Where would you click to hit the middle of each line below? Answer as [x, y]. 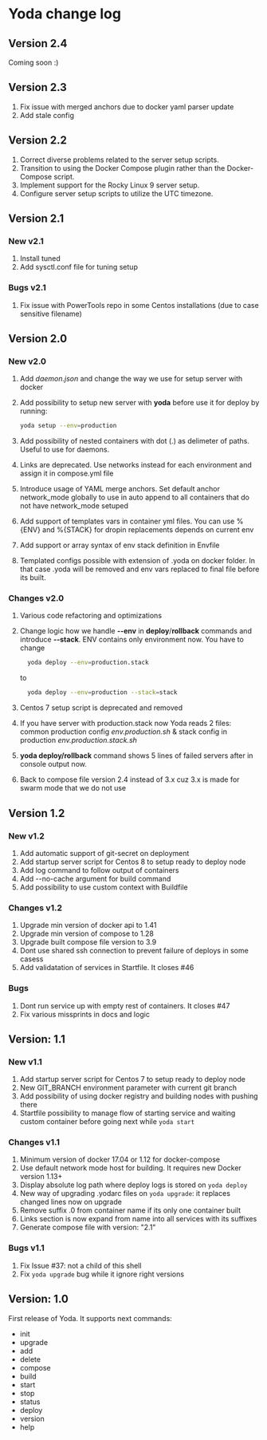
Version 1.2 [37, 813]
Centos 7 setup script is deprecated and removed [101, 708]
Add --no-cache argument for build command [95, 878]
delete [30, 1359]
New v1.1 [25, 1062]
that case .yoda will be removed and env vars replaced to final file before [139, 569]
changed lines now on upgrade [71, 1202]
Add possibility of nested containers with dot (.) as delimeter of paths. [134, 441]
